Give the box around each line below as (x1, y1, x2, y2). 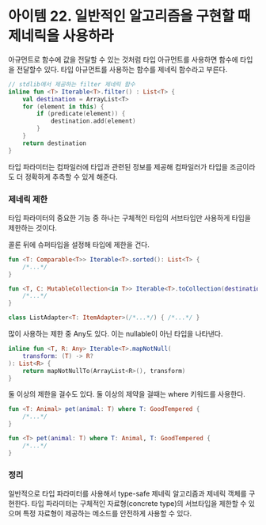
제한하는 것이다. (8, 223, 58, 232)
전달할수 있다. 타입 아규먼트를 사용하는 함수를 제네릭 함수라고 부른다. (16, 64, 228, 74)
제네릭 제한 (8, 193, 48, 204)
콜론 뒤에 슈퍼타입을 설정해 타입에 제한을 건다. (8, 239, 150, 249)
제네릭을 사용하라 (8, 27, 114, 45)
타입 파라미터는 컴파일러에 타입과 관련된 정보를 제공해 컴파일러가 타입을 (8, 162, 228, 171)
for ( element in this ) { (22, 102, 104, 111)
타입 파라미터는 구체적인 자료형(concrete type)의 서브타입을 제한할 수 (31, 499, 247, 508)
